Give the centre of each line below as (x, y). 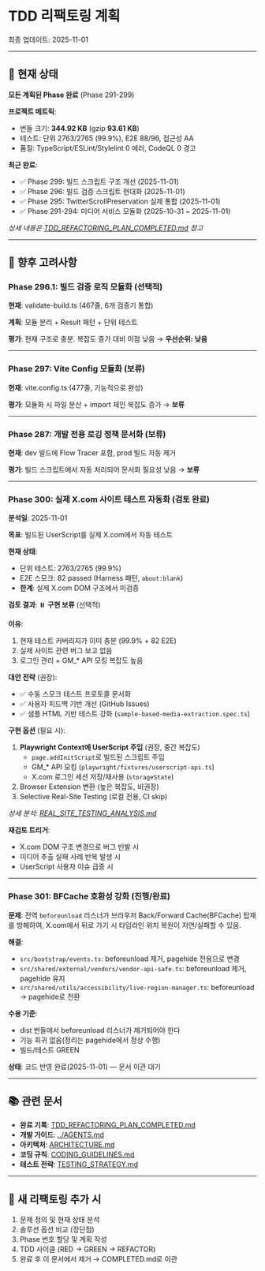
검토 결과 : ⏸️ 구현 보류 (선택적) (54, 605)
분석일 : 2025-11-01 (38, 518)
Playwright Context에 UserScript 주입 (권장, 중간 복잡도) (110, 747)
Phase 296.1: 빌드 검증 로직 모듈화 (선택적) (86, 287)
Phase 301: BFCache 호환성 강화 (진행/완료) (90, 896)
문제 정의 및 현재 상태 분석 (60, 1220)
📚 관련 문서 (35, 1101)
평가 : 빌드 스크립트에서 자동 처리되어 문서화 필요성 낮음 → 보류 (104, 469)
